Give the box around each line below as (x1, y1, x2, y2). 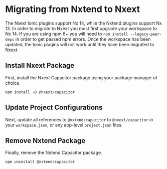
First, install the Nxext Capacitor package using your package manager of (5, 74, 158, 81)
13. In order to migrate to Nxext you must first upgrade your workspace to (5, 25, 157, 31)
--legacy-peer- (130, 32, 162, 37)
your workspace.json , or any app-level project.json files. (5, 122, 123, 128)
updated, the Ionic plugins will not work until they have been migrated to (5, 41, 154, 47)
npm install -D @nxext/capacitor (5, 89, 75, 95)
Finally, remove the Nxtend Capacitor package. (5, 149, 102, 156)
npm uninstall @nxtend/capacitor (5, 159, 75, 164)
